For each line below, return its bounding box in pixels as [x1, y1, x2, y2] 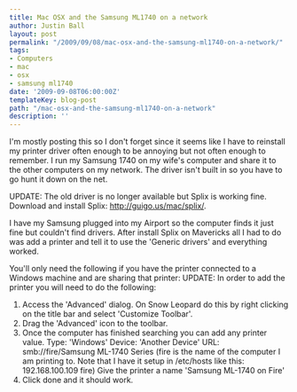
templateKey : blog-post [9, 95, 98, 105]
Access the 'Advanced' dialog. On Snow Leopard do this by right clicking [21, 299, 289, 310]
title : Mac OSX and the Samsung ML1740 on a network [9, 12, 208, 22]
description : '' [9, 112, 69, 121]
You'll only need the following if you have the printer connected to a [9, 263, 257, 274]
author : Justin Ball [9, 21, 86, 30]
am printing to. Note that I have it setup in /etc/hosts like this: [21, 356, 245, 366]
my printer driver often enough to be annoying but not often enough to [9, 145, 266, 156]
